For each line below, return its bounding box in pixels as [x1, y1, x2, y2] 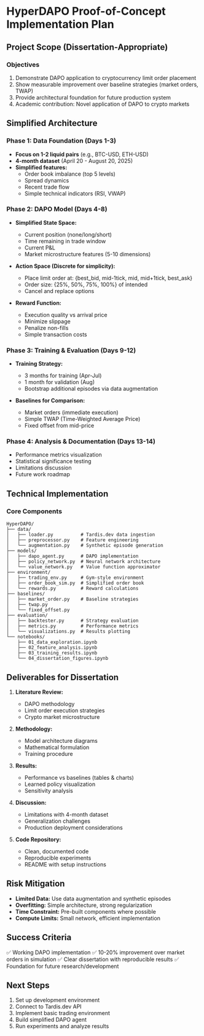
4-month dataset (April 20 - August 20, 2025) [15, 157, 133, 164]
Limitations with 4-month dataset [24, 810, 109, 818]
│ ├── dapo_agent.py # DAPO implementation [6, 553, 139, 560]
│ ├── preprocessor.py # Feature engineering [6, 537, 139, 543]
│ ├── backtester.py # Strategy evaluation [6, 618, 139, 624]
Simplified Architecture [6, 118, 98, 128]
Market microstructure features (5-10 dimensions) [24, 250, 151, 257]
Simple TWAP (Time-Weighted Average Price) [24, 415, 141, 423]
